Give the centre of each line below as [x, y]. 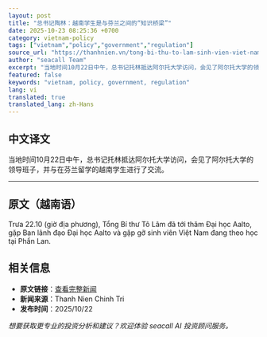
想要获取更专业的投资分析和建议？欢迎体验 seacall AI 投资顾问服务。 [120, 325]
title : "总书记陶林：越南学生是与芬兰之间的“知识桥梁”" [90, 23]
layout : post [30, 16]
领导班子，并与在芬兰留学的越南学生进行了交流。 [88, 169]
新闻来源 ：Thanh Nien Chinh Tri [72, 299]
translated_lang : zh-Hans [51, 104]
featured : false [35, 75]
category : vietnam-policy [51, 38]
